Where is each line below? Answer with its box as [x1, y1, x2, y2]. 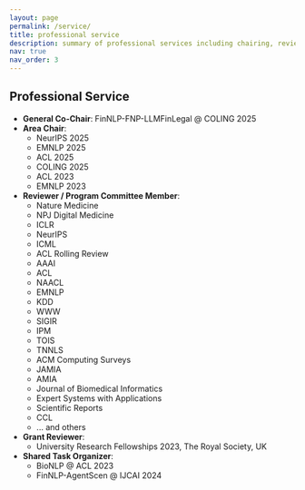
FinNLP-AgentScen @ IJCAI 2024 [35, 469, 162, 481]
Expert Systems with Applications [35, 392, 162, 404]
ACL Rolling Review [35, 248, 109, 259]
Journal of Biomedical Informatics [35, 383, 163, 394]
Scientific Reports [35, 402, 103, 413]
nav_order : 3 [9, 55, 59, 64]
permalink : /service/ [9, 22, 92, 31]
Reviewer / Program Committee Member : [22, 190, 180, 201]
